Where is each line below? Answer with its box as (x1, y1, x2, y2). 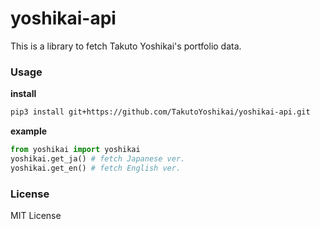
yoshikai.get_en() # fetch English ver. (10, 163, 182, 173)
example (10, 125, 48, 137)
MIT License (10, 210, 62, 222)
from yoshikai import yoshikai (10, 145, 141, 155)
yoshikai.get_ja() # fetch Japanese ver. (10, 153, 186, 164)
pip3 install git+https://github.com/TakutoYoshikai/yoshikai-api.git (10, 107, 311, 117)
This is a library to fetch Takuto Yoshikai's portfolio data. (10, 40, 242, 52)
